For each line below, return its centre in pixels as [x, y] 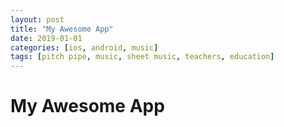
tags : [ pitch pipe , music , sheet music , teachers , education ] [142, 57]
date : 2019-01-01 [46, 38]
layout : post [37, 19]
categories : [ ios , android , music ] [84, 47]
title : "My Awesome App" [62, 29]
